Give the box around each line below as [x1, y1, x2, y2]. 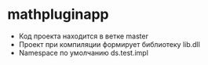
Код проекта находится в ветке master [18, 31, 148, 41]
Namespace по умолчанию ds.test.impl [18, 48, 148, 57]
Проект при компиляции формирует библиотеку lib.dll [18, 39, 201, 49]
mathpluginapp [7, 5, 109, 23]
